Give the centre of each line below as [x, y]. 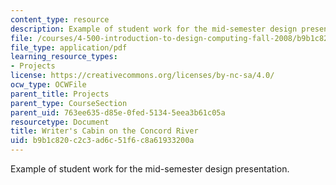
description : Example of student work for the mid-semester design [154, 29]
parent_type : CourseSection [69, 103]
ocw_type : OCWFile [48, 85]
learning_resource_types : [64, 57]
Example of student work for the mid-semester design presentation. [150, 169]
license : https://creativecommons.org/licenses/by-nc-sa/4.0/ [142, 76]
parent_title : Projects [60, 94]
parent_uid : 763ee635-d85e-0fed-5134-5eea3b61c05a [118, 112]
